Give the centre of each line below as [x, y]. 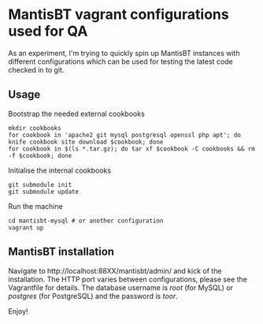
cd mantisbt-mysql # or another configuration [86, 221]
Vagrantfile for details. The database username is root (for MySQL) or [121, 287]
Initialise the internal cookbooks [60, 170]
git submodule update [44, 192]
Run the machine [35, 206]
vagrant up [26, 227]
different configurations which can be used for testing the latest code [121, 61]
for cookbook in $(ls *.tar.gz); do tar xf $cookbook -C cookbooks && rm [132, 149]
